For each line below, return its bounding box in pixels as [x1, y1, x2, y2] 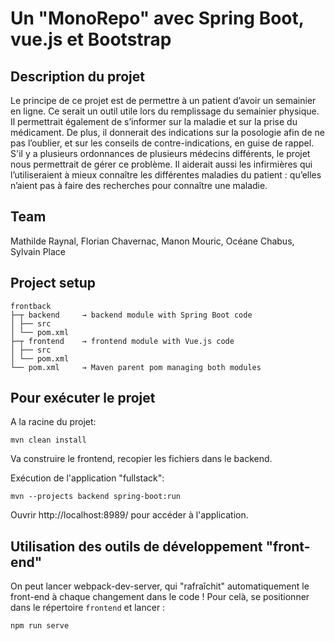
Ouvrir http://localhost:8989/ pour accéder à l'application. [10, 509, 249, 521]
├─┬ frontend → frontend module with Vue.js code [10, 336, 235, 346]
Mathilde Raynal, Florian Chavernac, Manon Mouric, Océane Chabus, [10, 235, 295, 247]
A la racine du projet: [10, 416, 97, 428]
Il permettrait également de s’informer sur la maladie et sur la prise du [10, 116, 298, 127]
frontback [10, 301, 52, 311]
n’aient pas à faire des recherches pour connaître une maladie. [10, 180, 268, 191]
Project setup [10, 275, 97, 292]
